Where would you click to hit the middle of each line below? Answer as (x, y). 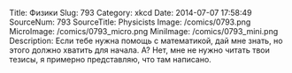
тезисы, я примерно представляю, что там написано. (111, 59)
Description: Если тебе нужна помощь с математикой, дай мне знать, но (146, 40)
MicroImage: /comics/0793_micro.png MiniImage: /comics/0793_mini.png (144, 31)
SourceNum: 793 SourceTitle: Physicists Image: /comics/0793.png (130, 22)
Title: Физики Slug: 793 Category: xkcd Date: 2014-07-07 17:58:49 (131, 13)
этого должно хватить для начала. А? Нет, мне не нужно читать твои (139, 50)
